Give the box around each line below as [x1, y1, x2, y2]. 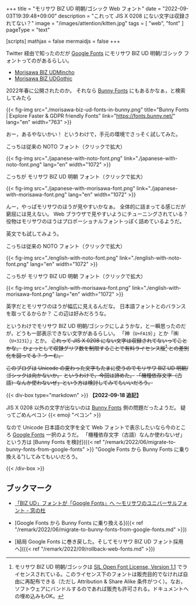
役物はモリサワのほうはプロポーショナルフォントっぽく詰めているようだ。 [6, 218, 185, 224]
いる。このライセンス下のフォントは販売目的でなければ [50, 570, 183, 578]
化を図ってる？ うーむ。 [6, 352, 64, 359]
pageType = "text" [6, 26, 50, 33]
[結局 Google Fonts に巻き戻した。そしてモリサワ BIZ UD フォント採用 [14, 538, 184, 545]
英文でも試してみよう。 [6, 230, 62, 237]
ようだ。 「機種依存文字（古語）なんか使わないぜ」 [61, 431, 185, 438]
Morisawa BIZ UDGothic [14, 75, 73, 82]
